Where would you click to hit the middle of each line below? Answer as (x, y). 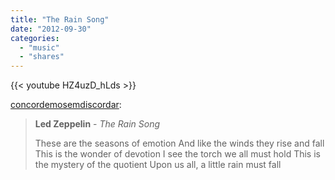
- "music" (39, 47)
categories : (35, 38)
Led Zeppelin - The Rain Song (97, 124)
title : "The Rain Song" (60, 19)
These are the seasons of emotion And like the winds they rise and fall (179, 143)
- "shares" (42, 57)
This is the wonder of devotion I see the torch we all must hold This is (177, 154)
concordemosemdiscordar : (66, 105)
